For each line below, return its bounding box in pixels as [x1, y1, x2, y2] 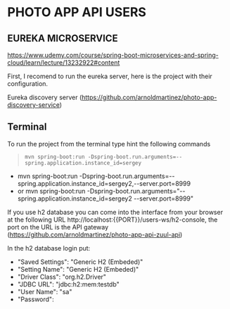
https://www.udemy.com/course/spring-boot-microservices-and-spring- [7, 51, 219, 59]
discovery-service [7, 101, 60, 109]
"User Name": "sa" [17, 287, 72, 296]
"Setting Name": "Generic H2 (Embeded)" [17, 265, 139, 273]
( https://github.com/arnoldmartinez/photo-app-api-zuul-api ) [7, 230, 183, 239]
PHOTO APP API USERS [7, 4, 146, 20]
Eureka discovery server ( [7, 93, 82, 101]
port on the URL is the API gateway [7, 222, 109, 231]
